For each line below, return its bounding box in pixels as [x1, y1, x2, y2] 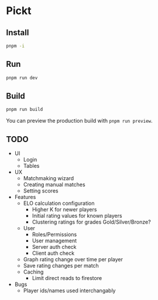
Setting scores [23, 187, 59, 194]
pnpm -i [6, 43, 25, 49]
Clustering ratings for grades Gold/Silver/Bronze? [32, 218, 151, 225]
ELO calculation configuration [23, 200, 95, 207]
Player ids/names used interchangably [23, 287, 116, 294]
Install [6, 28, 29, 38]
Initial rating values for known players [32, 213, 122, 220]
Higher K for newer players [32, 206, 97, 213]
